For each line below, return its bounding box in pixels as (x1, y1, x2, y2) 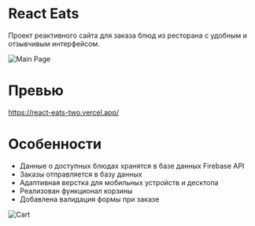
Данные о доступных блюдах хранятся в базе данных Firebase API (19, 161, 245, 170)
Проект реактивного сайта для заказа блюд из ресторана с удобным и (8, 31, 248, 40)
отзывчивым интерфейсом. (8, 38, 100, 48)
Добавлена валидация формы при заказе (19, 194, 160, 204)
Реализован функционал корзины (19, 186, 133, 195)
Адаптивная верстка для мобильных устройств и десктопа (19, 177, 219, 187)
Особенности (8, 135, 102, 153)
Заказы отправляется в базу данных (19, 169, 143, 179)
